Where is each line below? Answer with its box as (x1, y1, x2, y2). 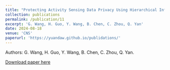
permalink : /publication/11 (5, 17, 65, 22)
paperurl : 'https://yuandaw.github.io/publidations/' (5, 36, 121, 41)
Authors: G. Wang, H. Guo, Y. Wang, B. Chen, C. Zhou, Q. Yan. (5, 49, 134, 55)
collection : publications (5, 12, 60, 17)
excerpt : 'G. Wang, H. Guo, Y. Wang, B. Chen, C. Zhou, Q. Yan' (5, 21, 144, 27)
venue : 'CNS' (5, 31, 33, 36)
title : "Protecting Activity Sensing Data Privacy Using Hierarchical (5, 7, 157, 13)
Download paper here (5, 59, 51, 65)
